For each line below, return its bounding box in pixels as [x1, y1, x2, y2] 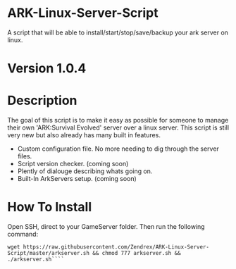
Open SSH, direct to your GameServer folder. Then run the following [7, 223, 206, 230]
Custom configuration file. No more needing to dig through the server [17, 144, 220, 153]
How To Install [7, 199, 92, 215]
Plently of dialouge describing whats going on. [17, 167, 153, 175]
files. [17, 152, 32, 161]
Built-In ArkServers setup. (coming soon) [17, 175, 137, 183]
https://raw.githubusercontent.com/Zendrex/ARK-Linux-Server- [23, 244, 210, 251]
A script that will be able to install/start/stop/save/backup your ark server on [7, 28, 229, 37]
